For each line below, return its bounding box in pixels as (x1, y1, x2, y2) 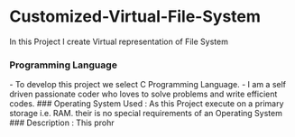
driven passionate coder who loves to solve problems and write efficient (9, 88, 278, 100)
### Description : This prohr (9, 117, 115, 128)
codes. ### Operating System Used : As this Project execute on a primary (9, 98, 284, 109)
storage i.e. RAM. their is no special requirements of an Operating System (9, 108, 282, 119)
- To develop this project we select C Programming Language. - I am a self (9, 79, 287, 90)
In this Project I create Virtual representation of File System (9, 36, 228, 47)
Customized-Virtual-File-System (9, 6, 262, 27)
